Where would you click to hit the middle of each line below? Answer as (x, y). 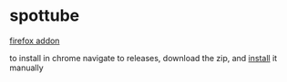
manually (26, 68)
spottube (45, 16)
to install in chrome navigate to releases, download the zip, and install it (143, 58)
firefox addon (35, 41)
